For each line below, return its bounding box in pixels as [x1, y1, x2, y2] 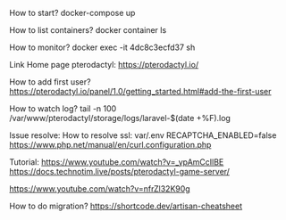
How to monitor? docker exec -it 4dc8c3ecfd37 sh [9, 42, 196, 53]
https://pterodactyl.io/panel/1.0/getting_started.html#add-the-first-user [9, 86, 272, 96]
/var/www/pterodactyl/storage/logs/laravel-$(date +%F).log [9, 113, 231, 123]
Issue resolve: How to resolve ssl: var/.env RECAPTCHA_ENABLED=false [9, 130, 277, 141]
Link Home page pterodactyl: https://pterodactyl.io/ [9, 60, 199, 69]
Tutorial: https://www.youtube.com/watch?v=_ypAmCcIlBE [9, 157, 224, 167]
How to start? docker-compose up [9, 8, 136, 18]
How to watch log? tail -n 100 [9, 103, 117, 114]
